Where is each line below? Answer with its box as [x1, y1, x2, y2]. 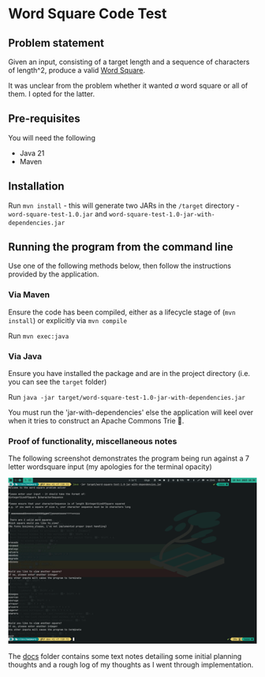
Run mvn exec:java [8, 331, 69, 340]
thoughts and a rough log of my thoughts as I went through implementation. [8, 660, 254, 669]
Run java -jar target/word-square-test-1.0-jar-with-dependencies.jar [8, 393, 246, 402]
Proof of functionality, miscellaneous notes [8, 435, 177, 446]
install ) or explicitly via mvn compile [8, 315, 128, 325]
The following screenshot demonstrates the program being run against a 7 [8, 453, 250, 463]
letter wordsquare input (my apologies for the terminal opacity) [8, 462, 213, 472]
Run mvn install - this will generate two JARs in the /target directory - [8, 201, 240, 210]
